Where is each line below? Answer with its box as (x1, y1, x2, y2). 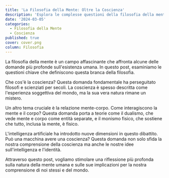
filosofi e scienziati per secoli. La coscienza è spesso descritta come (5, 84, 148, 91)
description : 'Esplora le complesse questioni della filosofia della (5, 12, 154, 17)
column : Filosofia (5, 45, 44, 50)
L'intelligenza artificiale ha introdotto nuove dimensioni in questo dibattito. (5, 130, 158, 136)
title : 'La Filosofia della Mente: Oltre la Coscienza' (5, 7, 125, 13)
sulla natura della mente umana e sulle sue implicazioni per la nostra (5, 161, 147, 167)
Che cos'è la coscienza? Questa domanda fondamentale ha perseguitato (5, 79, 156, 85)
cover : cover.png (5, 40, 42, 45)
